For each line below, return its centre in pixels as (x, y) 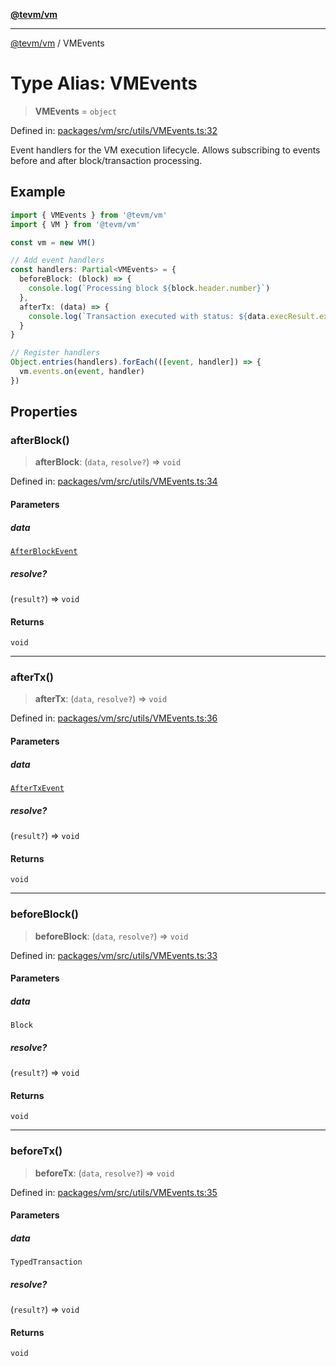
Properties (44, 412)
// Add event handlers (57, 260)
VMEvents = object (75, 111)
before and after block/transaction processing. (106, 160)
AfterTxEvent (37, 789)
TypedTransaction (46, 1262)
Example (38, 192)
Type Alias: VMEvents (104, 83)
